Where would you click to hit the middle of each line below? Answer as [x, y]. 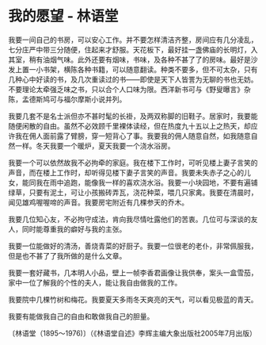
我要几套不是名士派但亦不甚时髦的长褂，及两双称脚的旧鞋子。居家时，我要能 [133, 116]
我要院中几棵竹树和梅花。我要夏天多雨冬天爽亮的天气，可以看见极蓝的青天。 [133, 299]
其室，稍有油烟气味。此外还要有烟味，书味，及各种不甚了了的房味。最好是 [129, 59]
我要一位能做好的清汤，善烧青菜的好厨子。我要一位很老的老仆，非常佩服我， [133, 246]
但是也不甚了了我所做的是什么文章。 [67, 255]
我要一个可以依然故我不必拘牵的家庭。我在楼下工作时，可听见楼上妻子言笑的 [133, 163]
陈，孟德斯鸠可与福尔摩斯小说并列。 [67, 99]
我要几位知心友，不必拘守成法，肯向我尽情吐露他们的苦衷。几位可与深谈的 [129, 219]
